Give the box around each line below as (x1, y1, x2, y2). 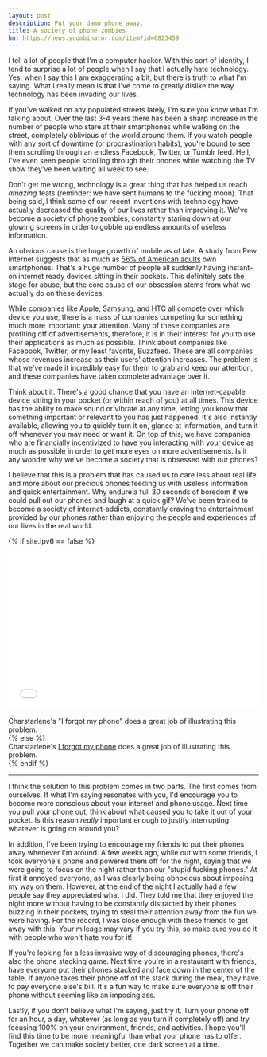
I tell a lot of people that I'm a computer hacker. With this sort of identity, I (8, 56, 249, 65)
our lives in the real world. (8, 521, 93, 531)
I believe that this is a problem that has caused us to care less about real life (8, 470, 257, 480)
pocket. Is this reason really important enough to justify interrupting (8, 815, 230, 825)
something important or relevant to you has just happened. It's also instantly (8, 412, 257, 422)
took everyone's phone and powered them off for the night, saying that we (8, 856, 252, 866)
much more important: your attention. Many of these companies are (8, 320, 230, 331)
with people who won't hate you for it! (8, 933, 133, 942)
